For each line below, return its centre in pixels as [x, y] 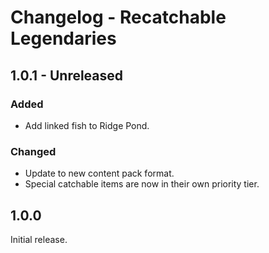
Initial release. [39, 239]
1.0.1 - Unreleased [67, 75]
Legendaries [63, 38]
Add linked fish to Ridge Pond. [87, 125]
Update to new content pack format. [99, 173]
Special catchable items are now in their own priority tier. [142, 184]
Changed [33, 151]
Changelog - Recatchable [118, 17]
